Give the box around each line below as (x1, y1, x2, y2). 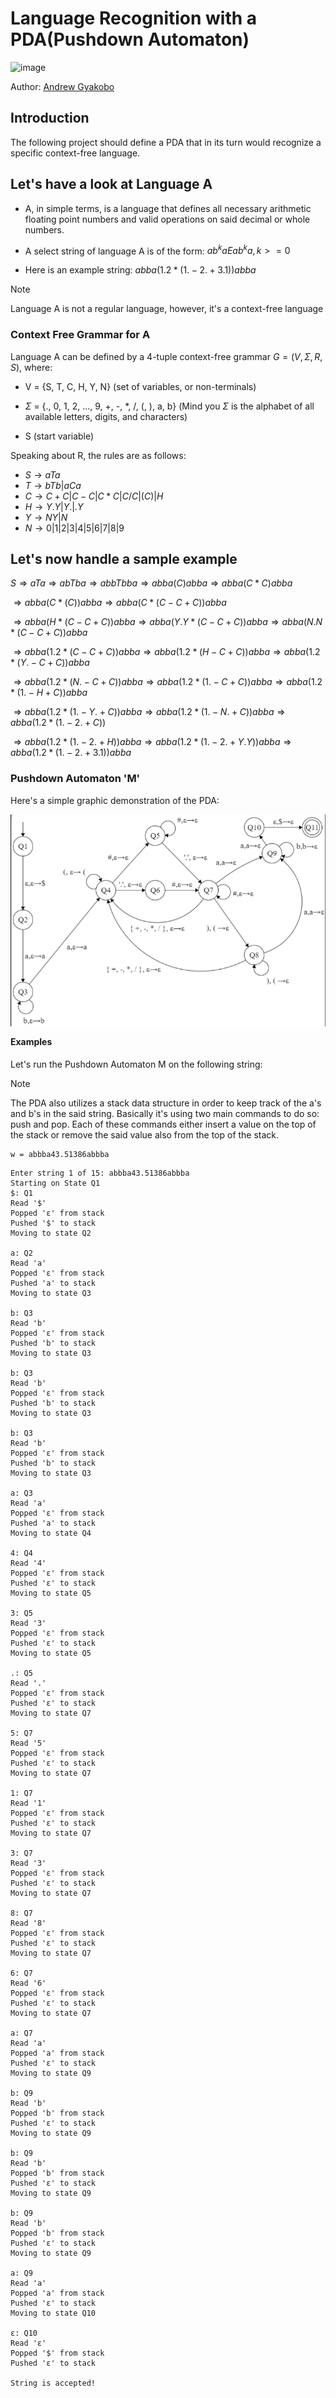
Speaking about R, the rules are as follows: (10, 449, 187, 461)
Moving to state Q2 (10, 1228, 92, 1239)
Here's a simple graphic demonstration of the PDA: (10, 794, 220, 806)
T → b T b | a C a (24, 479, 82, 491)
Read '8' (10, 1918, 47, 1929)
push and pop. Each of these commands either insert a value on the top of (10, 1118, 317, 1131)
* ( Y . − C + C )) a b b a (10, 657, 90, 669)
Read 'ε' (10, 2338, 47, 2349)
